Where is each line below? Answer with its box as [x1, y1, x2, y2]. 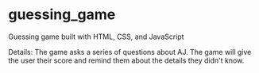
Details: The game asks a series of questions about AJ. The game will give [8, 47, 252, 56]
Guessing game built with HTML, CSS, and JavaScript [8, 32, 184, 41]
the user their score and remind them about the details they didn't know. [8, 56, 245, 65]
